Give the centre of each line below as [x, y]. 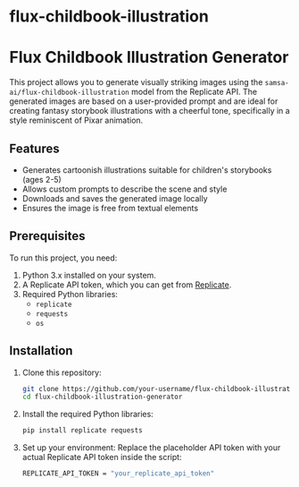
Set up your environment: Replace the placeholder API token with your [151, 448]
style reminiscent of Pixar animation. [76, 120]
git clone [41, 389]
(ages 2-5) [42, 179]
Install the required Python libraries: [87, 414]
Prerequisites [47, 236]
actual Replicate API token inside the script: [102, 457]
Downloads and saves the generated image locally [115, 198]
